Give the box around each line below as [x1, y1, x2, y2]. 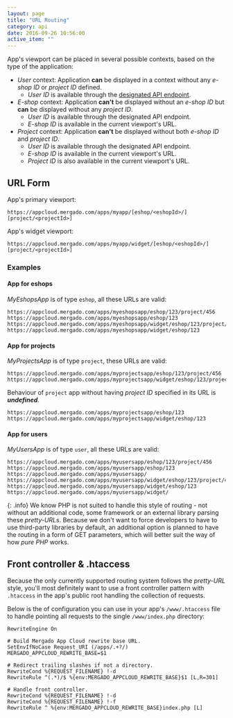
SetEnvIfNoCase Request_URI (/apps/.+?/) [7, 644, 129, 651]
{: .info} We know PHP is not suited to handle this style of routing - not [7, 501, 208, 510]
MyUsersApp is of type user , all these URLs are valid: [7, 445, 159, 454]
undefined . [7, 396, 40, 404]
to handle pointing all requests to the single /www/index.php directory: [7, 612, 205, 621]
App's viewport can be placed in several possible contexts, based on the [7, 55, 215, 63]
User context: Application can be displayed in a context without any [17, 76, 211, 84]
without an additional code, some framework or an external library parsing [7, 508, 219, 517]
